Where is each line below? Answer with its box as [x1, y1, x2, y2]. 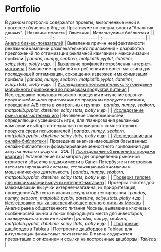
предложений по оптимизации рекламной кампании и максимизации [5, 50, 149, 56]
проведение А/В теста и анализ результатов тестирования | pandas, [5, 189, 146, 195]
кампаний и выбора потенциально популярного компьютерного [5, 122, 138, 128]
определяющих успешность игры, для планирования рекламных [5, 118, 140, 123]
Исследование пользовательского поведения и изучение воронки [5, 91, 143, 98]
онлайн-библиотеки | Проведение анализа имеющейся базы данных [5, 138, 147, 144]
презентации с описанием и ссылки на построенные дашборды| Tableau [5, 236, 156, 242]
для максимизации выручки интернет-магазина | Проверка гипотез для [5, 179, 154, 185]
